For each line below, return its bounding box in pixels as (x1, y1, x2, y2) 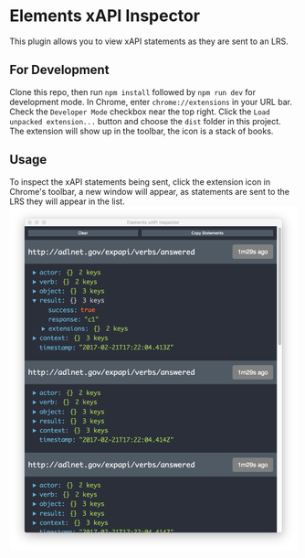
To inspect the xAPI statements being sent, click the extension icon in (9, 176, 271, 188)
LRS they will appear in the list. (9, 196, 125, 207)
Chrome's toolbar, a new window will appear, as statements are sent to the (9, 186, 290, 197)
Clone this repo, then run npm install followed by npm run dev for (9, 86, 256, 97)
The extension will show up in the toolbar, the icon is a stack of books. (9, 125, 274, 136)
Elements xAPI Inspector (9, 5, 201, 27)
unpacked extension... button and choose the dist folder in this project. (9, 115, 281, 126)
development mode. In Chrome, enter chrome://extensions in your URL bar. (9, 96, 293, 107)
